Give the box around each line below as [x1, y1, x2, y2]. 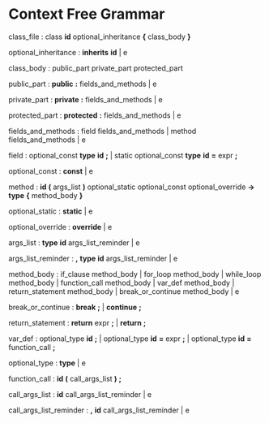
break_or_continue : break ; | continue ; [8, 302, 142, 312]
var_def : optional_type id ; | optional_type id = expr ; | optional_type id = [8, 334, 252, 343]
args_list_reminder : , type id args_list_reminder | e [8, 253, 178, 263]
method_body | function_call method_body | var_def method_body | [8, 278, 235, 287]
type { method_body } [8, 190, 83, 200]
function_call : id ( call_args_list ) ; [8, 373, 122, 383]
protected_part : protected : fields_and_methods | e [8, 110, 181, 120]
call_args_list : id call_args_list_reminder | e [8, 389, 152, 399]
